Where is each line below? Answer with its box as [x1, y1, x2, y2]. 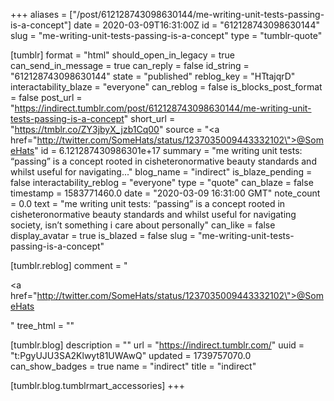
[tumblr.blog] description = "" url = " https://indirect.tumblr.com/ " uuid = [10, 339, 305, 351]
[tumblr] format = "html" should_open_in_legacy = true [10, 49, 235, 61]
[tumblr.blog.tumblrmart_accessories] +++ [10, 380, 186, 391]
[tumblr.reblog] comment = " [10, 260, 128, 271]
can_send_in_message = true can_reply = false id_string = [10, 60, 250, 71]
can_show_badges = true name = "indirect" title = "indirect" [10, 360, 257, 372]
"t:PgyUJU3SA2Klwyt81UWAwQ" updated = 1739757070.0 [10, 350, 252, 361]
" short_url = [123, 113, 176, 124]
